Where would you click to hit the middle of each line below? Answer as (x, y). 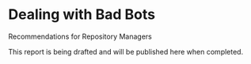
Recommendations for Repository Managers (80, 36)
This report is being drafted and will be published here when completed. (126, 51)
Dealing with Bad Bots (82, 15)
